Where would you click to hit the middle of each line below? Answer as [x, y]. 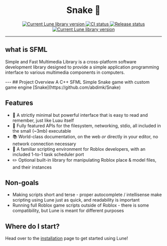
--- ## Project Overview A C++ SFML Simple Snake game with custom [78, 82]
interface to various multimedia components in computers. [65, 72]
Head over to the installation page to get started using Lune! [67, 239]
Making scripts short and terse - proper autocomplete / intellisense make [87, 195]
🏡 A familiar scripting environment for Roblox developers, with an [79, 149]
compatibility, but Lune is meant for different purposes [68, 211]
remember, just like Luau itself [43, 120]
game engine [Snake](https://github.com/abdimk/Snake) [63, 87]
